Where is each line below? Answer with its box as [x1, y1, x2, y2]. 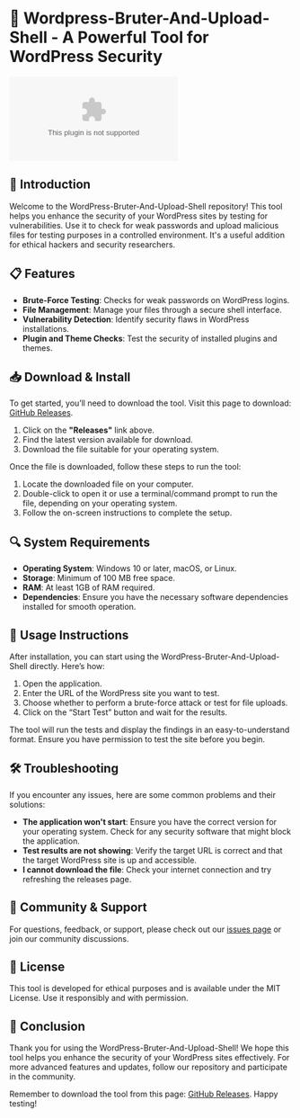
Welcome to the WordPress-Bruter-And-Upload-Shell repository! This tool [9, 201, 283, 211]
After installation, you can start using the [9, 651, 160, 662]
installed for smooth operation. [22, 602, 137, 613]
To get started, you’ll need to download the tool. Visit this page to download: [9, 398, 292, 408]
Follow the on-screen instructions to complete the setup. [22, 507, 233, 518]
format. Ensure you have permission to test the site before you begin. [9, 734, 266, 745]
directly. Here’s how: [30, 661, 105, 671]
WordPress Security [9, 47, 163, 67]
